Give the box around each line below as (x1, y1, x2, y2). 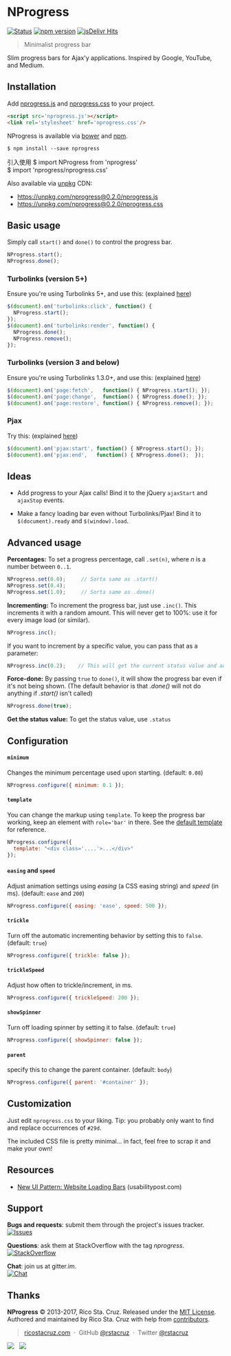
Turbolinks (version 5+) (7, 274, 87, 283)
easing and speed (7, 866, 56, 875)
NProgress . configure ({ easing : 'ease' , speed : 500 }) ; (7, 902, 168, 909)
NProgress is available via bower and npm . (7, 132, 129, 140)
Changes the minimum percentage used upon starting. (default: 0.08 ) (7, 768, 203, 777)
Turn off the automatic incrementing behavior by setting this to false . (7, 931, 203, 939)
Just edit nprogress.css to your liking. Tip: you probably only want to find (7, 1116, 214, 1124)
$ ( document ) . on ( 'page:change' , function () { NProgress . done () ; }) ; (7, 393, 208, 400)
